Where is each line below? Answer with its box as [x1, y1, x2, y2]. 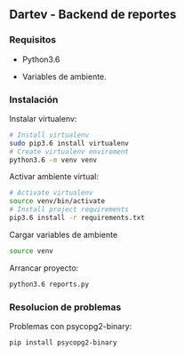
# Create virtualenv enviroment [9, 146, 129, 156]
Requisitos [9, 34, 56, 46]
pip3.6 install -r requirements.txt [9, 213, 145, 223]
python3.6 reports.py [9, 280, 90, 289]
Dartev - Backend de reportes [9, 7, 177, 22]
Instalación [9, 93, 59, 106]
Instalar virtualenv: [9, 113, 77, 123]
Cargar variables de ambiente [9, 229, 118, 240]
